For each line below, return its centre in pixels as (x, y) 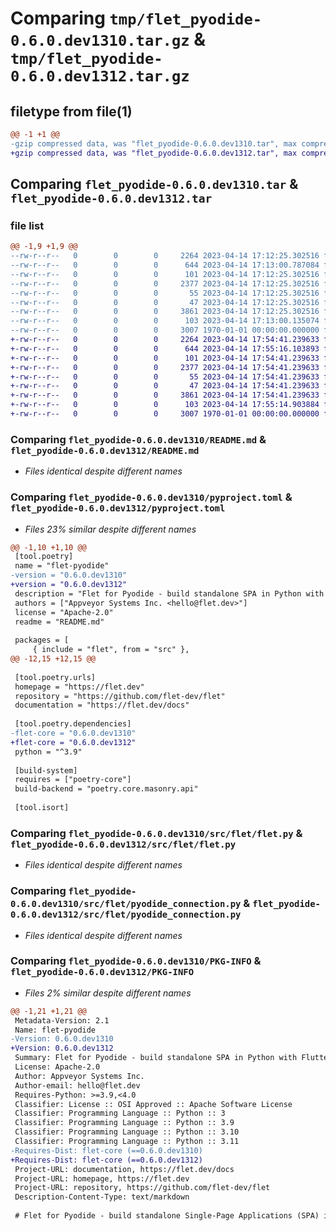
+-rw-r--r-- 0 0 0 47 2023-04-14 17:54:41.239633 (165, 386)
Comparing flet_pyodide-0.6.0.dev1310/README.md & (138, 439)
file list (27, 225)
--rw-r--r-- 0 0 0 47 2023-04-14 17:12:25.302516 (165, 302)
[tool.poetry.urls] (55, 677)
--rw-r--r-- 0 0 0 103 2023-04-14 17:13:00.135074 (165, 321)
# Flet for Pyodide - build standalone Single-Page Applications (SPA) (167, 1216)
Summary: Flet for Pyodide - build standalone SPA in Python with (156, 1058)
